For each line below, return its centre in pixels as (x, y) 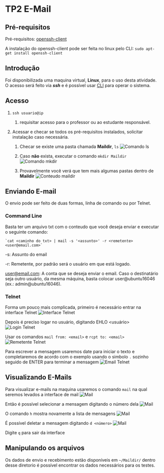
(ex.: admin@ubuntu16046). (33, 284)
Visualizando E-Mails (38, 377)
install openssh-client (38, 53)
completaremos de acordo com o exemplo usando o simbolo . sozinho (77, 357)
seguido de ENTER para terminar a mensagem (52, 362)
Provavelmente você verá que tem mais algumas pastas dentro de (87, 171)
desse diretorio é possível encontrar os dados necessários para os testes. (80, 465)
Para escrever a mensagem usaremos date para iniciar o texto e (70, 352)
